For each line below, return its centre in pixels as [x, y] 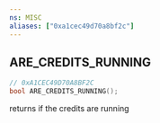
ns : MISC [26, 18]
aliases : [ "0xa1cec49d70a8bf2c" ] [72, 26]
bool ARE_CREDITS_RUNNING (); [64, 92]
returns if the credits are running [69, 109]
